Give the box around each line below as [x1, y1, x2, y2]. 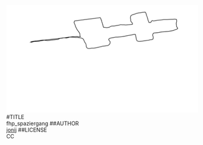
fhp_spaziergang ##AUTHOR [6, 120, 79, 127]
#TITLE [6, 113, 25, 120]
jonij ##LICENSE [6, 126, 47, 133]
